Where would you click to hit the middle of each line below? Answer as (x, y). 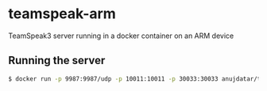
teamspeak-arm (62, 14)
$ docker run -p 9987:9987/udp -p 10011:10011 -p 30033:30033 (113, 79)
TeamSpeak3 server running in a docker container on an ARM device (121, 36)
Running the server (57, 61)
